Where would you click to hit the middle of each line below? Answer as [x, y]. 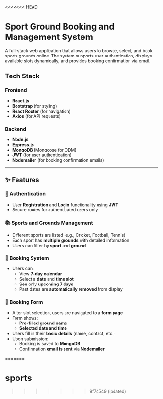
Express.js [23, 144]
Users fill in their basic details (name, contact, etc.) [64, 333]
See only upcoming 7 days [46, 284]
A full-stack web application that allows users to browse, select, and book [79, 50]
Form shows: [25, 318]
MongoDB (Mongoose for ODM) [44, 150]
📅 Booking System [27, 258]
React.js [21, 101]
